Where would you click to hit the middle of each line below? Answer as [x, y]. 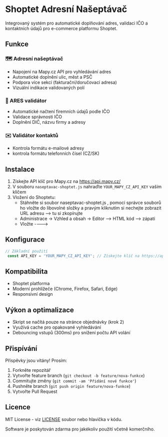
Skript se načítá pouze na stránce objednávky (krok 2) [68, 322]
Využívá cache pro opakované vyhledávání [57, 327]
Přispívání [21, 349]
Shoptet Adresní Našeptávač [66, 9]
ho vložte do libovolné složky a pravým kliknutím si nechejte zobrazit [90, 208]
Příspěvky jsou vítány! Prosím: [36, 361]
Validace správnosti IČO [37, 117]
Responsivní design [33, 294]
